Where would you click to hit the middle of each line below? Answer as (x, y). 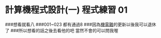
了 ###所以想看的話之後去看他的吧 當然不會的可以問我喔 (62, 30)
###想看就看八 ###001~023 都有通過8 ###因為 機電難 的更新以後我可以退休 (80, 24)
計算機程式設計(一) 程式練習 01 (66, 10)
